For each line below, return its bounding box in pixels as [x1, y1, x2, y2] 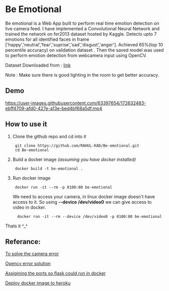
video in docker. [12, 204, 46, 210]
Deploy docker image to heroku [5, 280, 71, 286]
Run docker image [12, 175, 51, 181]
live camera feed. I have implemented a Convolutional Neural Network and [5, 25, 160, 31]
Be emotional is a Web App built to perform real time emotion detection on [5, 20, 159, 26]
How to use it [5, 120, 47, 129]
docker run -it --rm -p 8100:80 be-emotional [15, 185, 112, 190]
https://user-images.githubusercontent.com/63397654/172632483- [5, 100, 146, 106]
